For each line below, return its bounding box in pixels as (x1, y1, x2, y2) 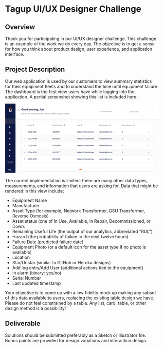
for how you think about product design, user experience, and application (5, 46, 152, 52)
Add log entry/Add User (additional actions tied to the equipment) (12, 265, 144, 271)
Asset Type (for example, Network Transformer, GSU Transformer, (12, 208, 145, 213)
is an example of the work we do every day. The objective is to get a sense (5, 41, 155, 47)
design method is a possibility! (5, 305, 66, 311)
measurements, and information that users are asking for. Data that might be (5, 183, 158, 189)
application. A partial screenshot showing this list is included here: (5, 94, 138, 99)
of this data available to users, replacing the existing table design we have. (5, 295, 155, 301)
